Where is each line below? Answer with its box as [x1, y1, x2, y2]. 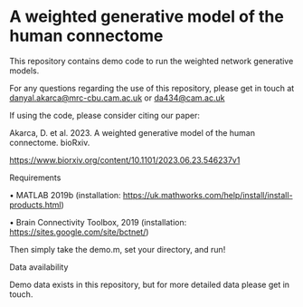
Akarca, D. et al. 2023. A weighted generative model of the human [9, 127, 256, 138]
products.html [9, 199, 62, 210]
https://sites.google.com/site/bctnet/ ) [9, 226, 149, 237]
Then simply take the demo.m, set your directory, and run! [9, 244, 226, 254]
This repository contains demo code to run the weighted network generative [9, 55, 294, 66]
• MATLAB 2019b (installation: [9, 189, 121, 200]
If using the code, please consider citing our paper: [9, 110, 201, 120]
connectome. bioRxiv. [9, 137, 90, 148]
